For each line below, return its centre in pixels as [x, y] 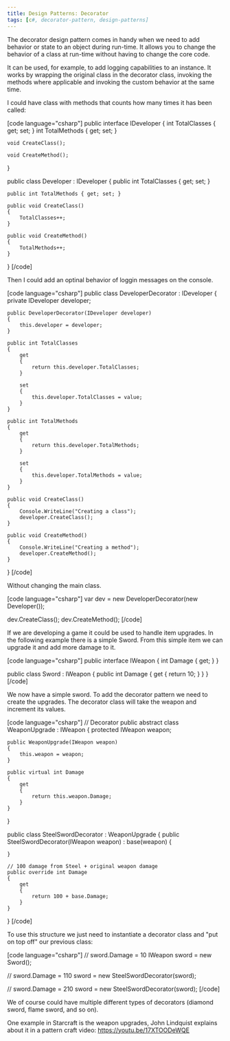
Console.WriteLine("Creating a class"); [78, 511]
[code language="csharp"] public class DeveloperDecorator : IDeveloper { [112, 293]
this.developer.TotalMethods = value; [87, 475]
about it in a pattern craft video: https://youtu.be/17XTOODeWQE [99, 1030]
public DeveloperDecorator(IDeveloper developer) [80, 313]
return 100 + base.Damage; [70, 896]
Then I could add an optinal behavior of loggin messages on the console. [110, 279]
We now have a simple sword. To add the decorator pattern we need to [107, 694]
